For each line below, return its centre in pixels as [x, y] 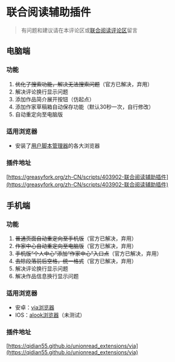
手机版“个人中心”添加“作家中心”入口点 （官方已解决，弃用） [88, 253]
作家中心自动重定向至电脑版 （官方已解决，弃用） [76, 246]
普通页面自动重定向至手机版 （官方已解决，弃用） [76, 238]
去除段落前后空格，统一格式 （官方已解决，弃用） [76, 261]
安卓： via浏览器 [34, 308]
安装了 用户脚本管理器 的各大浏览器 [57, 145]
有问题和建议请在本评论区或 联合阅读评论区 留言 [79, 30]
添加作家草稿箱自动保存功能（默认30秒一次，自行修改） [84, 107]
